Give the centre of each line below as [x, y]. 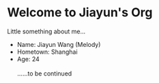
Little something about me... [46, 31]
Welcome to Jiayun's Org [80, 13]
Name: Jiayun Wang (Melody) [59, 44]
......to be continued [44, 73]
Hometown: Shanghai [47, 52]
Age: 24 [28, 59]
